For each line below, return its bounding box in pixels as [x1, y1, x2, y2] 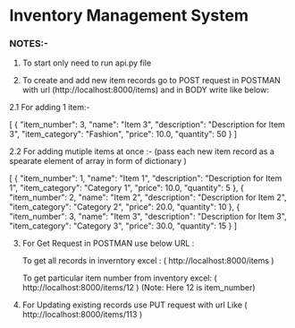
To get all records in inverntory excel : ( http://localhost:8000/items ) [21, 255, 274, 266]
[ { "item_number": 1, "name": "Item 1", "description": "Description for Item [9, 173, 282, 184]
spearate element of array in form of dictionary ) [9, 156, 188, 167]
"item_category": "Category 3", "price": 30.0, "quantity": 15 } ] [9, 220, 238, 231]
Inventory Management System [9, 5, 249, 26]
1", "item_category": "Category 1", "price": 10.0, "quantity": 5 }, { [9, 183, 244, 194]
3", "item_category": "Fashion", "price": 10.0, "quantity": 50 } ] [9, 129, 238, 140]
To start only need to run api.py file [21, 57, 152, 68]
